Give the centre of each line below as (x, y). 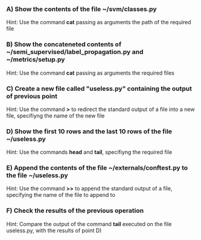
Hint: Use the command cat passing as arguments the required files (91, 73)
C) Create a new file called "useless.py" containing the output (99, 88)
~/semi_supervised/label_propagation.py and (75, 52)
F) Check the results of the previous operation (75, 211)
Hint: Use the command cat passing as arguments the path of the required (99, 22)
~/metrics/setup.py (36, 59)
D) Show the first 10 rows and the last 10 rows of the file (89, 131)
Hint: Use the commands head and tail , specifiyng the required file (89, 152)
